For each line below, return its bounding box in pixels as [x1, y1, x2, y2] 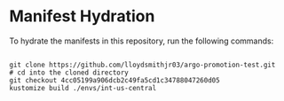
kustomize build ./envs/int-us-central [9, 83, 157, 92]
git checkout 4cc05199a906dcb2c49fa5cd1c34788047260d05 [9, 75, 220, 85]
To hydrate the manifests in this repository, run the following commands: [9, 35, 274, 46]
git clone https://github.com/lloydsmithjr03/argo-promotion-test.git [9, 60, 276, 69]
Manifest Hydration [9, 6, 155, 27]
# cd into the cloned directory [9, 68, 129, 77]
